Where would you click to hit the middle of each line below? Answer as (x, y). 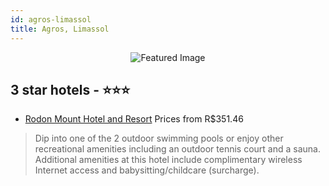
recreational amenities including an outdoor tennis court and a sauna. (177, 149)
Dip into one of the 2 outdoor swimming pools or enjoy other (159, 138)
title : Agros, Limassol (60, 29)
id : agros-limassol (51, 19)
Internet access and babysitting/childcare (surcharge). (147, 170)
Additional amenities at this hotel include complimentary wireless (168, 160)
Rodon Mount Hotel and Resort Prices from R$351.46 (134, 119)
